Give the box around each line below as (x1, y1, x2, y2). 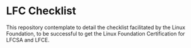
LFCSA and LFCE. (6, 36, 50, 43)
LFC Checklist (6, 4, 77, 18)
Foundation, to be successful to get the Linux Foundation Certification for (6, 30, 186, 37)
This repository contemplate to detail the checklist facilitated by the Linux (6, 24, 186, 31)
